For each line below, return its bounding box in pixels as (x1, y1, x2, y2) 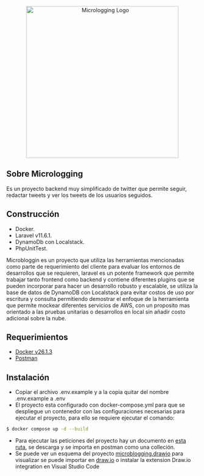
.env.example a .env (15, 395, 66, 402)
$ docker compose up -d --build (6, 426, 88, 432)
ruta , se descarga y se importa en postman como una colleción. (15, 444, 175, 451)
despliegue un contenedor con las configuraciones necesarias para (15, 408, 185, 415)
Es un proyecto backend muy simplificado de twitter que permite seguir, (6, 185, 187, 192)
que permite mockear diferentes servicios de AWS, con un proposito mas (6, 302, 190, 309)
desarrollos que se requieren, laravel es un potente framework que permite (6, 269, 195, 277)
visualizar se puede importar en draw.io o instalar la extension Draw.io (15, 457, 191, 464)
